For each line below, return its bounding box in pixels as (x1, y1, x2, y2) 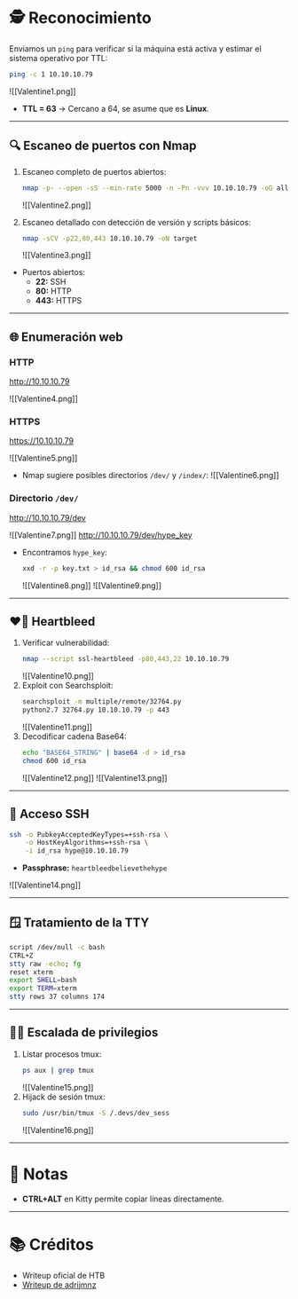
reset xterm (9, 967, 53, 977)
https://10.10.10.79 (9, 436, 74, 446)
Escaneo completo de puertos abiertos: (21, 166, 167, 177)
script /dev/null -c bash (9, 942, 105, 951)
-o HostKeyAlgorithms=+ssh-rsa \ (25, 838, 149, 847)
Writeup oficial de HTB (21, 1270, 106, 1280)
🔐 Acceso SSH (9, 807, 90, 822)
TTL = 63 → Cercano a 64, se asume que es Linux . (21, 103, 210, 114)
